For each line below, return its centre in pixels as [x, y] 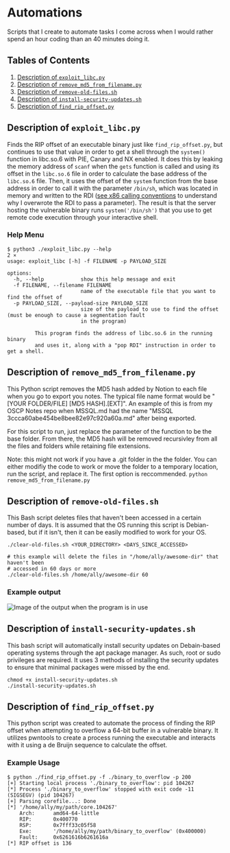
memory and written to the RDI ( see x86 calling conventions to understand [112, 195]
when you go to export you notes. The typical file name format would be [109, 396]
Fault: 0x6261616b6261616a [64, 837]
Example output [34, 592]
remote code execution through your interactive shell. [83, 217]
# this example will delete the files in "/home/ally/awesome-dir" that [113, 557]
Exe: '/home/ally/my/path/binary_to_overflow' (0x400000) [113, 831]
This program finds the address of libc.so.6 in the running [124, 333]
